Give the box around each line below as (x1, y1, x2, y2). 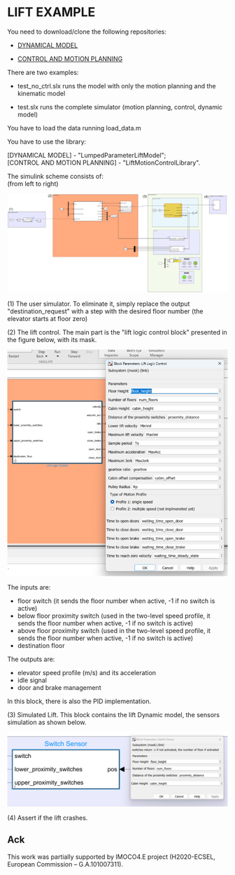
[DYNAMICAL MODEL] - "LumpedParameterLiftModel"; (7, 151, 166, 159)
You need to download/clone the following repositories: (7, 27, 166, 36)
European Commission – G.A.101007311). (7, 860, 124, 868)
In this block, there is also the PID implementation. (7, 697, 152, 705)
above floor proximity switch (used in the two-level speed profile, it (17, 626, 211, 635)
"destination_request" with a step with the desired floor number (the (7, 306, 204, 316)
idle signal (17, 676, 48, 684)
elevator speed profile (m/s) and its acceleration (17, 668, 156, 677)
